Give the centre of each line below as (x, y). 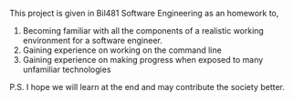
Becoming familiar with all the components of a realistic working (143, 30)
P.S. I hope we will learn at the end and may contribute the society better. (147, 87)
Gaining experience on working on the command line (122, 50)
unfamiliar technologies (67, 69)
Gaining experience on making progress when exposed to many (143, 60)
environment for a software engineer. (92, 40)
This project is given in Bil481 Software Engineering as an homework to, (144, 13)
